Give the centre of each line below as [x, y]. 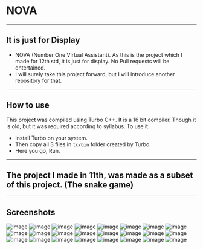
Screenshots [31, 212]
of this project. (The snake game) [70, 185]
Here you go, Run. [37, 150]
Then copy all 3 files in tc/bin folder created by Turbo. [83, 144]
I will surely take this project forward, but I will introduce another [95, 74]
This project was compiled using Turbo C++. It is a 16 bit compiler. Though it [101, 120]
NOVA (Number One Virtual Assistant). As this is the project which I [98, 54]
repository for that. [38, 80]
